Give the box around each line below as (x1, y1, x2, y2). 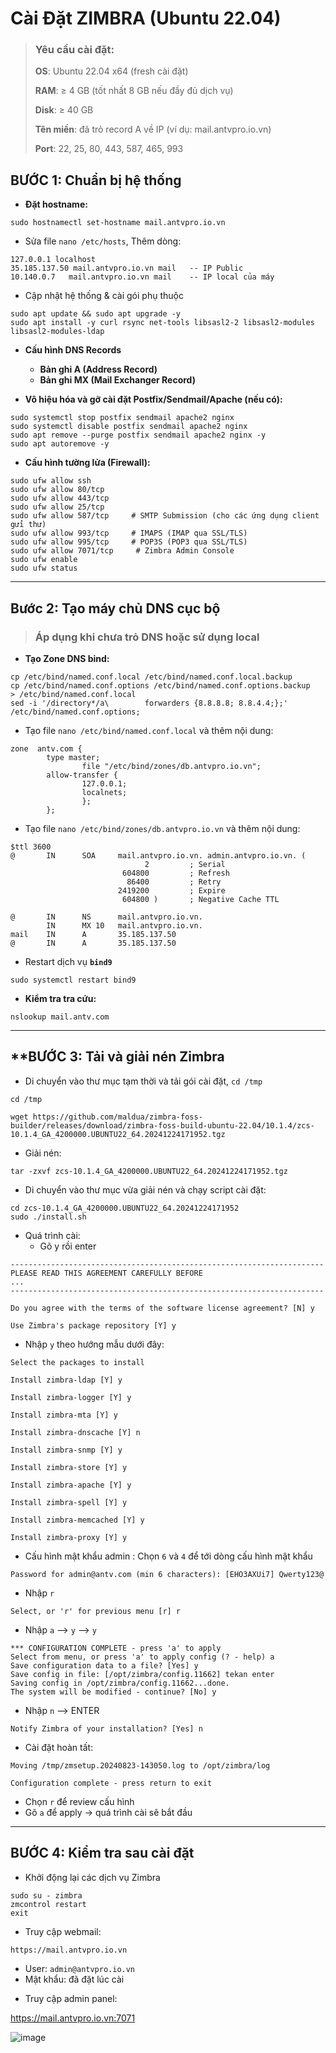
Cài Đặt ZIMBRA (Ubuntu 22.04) (10, 7, 282, 30)
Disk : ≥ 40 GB (34, 104, 94, 116)
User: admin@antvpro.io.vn (24, 1962, 136, 1974)
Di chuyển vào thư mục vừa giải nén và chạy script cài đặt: (24, 1183, 267, 1196)
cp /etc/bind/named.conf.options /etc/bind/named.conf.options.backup (10, 680, 311, 691)
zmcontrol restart (10, 1899, 87, 1909)
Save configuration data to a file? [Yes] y (10, 1660, 199, 1671)
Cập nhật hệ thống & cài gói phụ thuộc (24, 290, 184, 302)
